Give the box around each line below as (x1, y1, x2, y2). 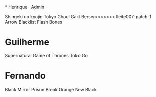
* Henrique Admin (5, 4, 45, 10)
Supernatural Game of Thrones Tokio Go (5, 52, 88, 58)
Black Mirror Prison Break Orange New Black (5, 86, 97, 92)
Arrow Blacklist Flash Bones (5, 19, 63, 25)
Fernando (5, 70, 46, 81)
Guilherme (5, 37, 50, 48)
